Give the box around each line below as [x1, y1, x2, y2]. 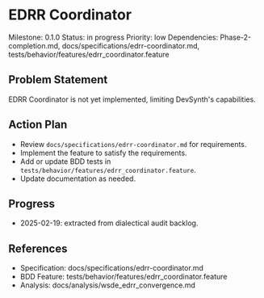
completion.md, [8, 40, 61, 50]
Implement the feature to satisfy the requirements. [19, 148, 187, 157]
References [8, 241, 68, 255]
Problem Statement [8, 73, 108, 86]
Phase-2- [220, 32, 252, 42]
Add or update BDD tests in [19, 156, 111, 166]
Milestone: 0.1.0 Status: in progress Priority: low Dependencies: [8, 32, 219, 42]
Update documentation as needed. [19, 174, 136, 183]
